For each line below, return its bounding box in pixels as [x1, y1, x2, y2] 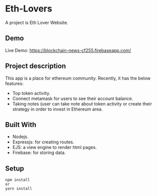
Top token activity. [12, 90, 51, 96]
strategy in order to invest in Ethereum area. [12, 106, 103, 112]
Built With [5, 120, 36, 129]
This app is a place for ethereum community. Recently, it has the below [5, 75, 151, 81]
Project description [5, 62, 66, 70]
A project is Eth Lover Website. [5, 19, 68, 25]
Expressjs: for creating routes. [12, 139, 75, 145]
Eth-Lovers [5, 3, 52, 14]
